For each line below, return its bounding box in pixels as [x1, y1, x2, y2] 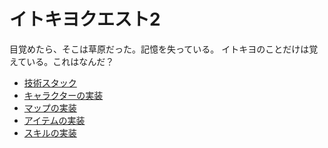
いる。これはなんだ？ [26, 55, 115, 67]
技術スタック [23, 76, 77, 89]
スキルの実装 [23, 126, 77, 139]
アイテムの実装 [23, 114, 86, 126]
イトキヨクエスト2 [9, 8, 161, 31]
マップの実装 [23, 101, 77, 114]
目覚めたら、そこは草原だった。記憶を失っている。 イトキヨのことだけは [9, 43, 310, 55]
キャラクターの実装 [23, 89, 104, 101]
